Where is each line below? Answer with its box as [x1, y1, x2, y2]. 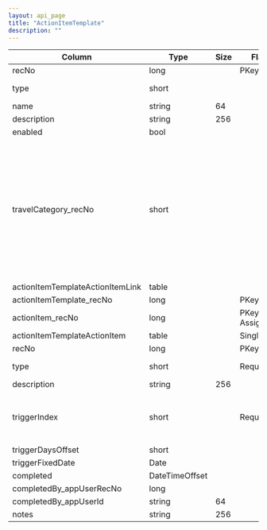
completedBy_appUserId [12, 496, 105, 507]
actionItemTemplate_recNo [12, 295, 113, 306]
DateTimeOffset [149, 470, 208, 482]
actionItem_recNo [12, 312, 79, 323]
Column [61, 52, 93, 63]
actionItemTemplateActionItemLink [12, 281, 141, 292]
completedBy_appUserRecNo [12, 483, 122, 494]
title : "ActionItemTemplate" [8, 19, 105, 27]
